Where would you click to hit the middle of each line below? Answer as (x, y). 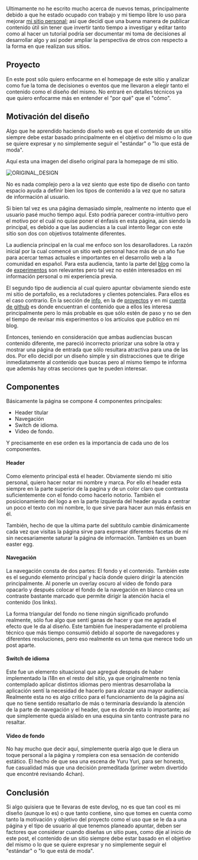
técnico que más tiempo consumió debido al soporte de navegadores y (93, 632)
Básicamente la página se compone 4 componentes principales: (84, 401)
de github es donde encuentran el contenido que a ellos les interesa (89, 307)
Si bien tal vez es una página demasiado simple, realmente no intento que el (98, 208)
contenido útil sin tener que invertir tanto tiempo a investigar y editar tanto (96, 27)
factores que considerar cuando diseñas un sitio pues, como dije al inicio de (99, 832)
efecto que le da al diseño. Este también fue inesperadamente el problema (97, 626)
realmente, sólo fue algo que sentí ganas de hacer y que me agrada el (91, 620)
